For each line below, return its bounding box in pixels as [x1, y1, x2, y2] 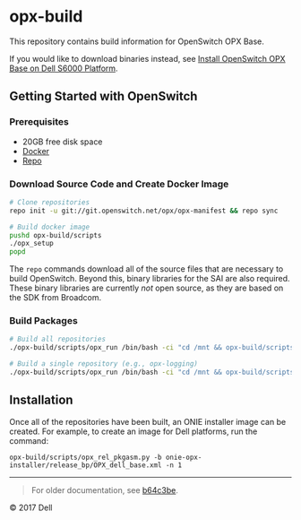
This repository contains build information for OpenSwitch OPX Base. [9, 36, 264, 47]
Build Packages [9, 315, 78, 327]
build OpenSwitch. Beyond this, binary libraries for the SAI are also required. [9, 273, 290, 284]
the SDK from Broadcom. [9, 292, 102, 303]
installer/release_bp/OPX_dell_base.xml [9, 460, 163, 470]
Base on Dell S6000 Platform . [9, 63, 118, 74]
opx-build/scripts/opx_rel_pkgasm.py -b [9, 453, 163, 462]
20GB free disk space [21, 136, 103, 147]
